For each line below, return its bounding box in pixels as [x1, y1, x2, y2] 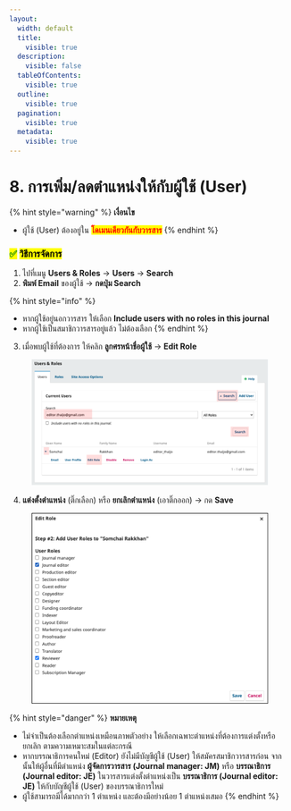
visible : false [25, 62, 82, 71]
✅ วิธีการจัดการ [9, 247, 62, 259]
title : [17, 33, 42, 42]
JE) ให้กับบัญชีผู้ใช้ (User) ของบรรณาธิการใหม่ [21, 781, 163, 791]
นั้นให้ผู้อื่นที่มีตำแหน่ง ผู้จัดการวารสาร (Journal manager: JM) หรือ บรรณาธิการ [21, 760, 271, 771]
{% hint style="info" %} [9, 296, 96, 307]
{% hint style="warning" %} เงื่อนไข [9, 207, 136, 217]
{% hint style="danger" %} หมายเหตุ [9, 712, 137, 723]
